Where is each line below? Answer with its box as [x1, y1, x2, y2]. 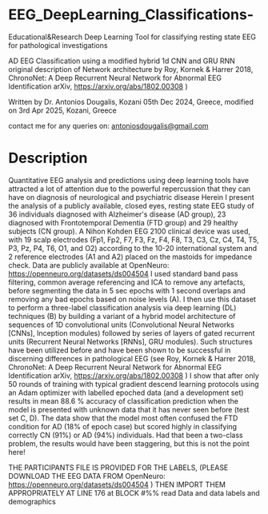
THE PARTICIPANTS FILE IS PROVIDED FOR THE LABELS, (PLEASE [8, 462, 229, 472]
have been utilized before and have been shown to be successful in [8, 345, 231, 355]
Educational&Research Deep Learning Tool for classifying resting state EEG [8, 32, 257, 42]
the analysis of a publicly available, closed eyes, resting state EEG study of [8, 201, 254, 210]
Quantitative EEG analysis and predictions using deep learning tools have [8, 175, 250, 185]
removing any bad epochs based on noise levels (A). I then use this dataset [8, 294, 256, 304]
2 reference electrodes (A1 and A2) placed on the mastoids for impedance [8, 252, 253, 261]
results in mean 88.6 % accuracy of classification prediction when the [8, 396, 238, 405]
